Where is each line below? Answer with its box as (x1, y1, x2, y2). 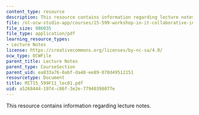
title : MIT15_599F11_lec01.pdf (6, 81, 84, 87)
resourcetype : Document (6, 75, 65, 81)
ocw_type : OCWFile (6, 53, 52, 59)
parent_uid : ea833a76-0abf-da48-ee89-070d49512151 (6, 69, 134, 75)
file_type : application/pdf (6, 31, 76, 37)
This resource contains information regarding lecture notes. (6, 102, 152, 109)
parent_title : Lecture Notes (6, 58, 78, 64)
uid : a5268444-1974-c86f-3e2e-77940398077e (6, 86, 115, 92)
